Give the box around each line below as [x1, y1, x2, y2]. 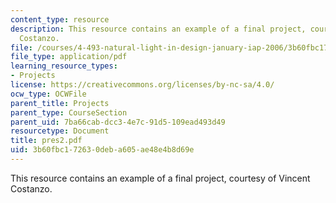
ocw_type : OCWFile [10, 89, 87, 99]
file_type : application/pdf [10, 52, 128, 62]
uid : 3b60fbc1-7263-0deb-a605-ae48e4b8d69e [10, 145, 195, 155]
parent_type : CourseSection [10, 107, 128, 118]
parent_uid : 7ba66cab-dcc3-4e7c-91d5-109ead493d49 [10, 117, 226, 127]
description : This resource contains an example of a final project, [10, 24, 307, 34]
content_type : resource [10, 14, 110, 25]
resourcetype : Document [10, 126, 110, 136]
